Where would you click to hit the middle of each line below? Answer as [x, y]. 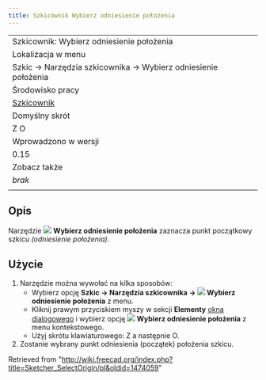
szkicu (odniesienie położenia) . [59, 239]
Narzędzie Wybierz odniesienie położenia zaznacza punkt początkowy [130, 231]
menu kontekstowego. [68, 327]
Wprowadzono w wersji [56, 141]
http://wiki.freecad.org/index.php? [117, 359]
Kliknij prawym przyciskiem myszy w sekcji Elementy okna [127, 310]
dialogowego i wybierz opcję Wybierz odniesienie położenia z [139, 319]
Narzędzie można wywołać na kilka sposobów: [96, 283]
